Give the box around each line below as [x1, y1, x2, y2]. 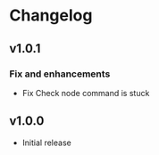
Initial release [21, 137, 71, 148]
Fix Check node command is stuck [21, 87, 150, 98]
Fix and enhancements [9, 68, 111, 80]
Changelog [9, 5, 93, 26]
